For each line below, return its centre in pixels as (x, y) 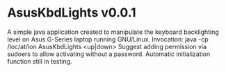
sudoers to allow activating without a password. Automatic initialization (109, 54)
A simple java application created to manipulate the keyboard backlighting (113, 32)
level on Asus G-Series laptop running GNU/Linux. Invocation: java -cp (108, 39)
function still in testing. (40, 61)
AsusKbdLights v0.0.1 (72, 13)
